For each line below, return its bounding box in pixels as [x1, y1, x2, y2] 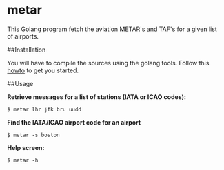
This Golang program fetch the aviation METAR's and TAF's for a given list [7, 25, 217, 33]
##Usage [7, 79, 34, 87]
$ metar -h [7, 157, 39, 164]
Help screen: [7, 143, 45, 151]
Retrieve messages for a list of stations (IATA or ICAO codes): [7, 92, 186, 101]
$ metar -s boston [7, 131, 60, 138]
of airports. [7, 32, 39, 40]
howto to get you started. [7, 66, 79, 74]
